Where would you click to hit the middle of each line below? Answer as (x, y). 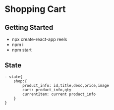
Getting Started (29, 27)
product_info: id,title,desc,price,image (66, 85)
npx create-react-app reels (39, 39)
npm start (22, 50)
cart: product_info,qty (47, 90)
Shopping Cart (35, 9)
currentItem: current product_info (59, 94)
